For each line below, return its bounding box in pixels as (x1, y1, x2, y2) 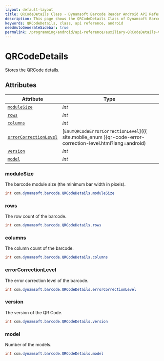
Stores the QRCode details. (5, 67, 60, 73)
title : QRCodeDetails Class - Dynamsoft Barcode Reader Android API (5, 12, 147, 17)
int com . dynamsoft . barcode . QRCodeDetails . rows (5, 223, 102, 228)
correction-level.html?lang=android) (62, 140, 146, 146)
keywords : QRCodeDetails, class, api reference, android (5, 20, 123, 26)
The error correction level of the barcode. (5, 278, 89, 283)
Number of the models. (5, 341, 52, 347)
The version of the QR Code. (5, 309, 62, 315)
